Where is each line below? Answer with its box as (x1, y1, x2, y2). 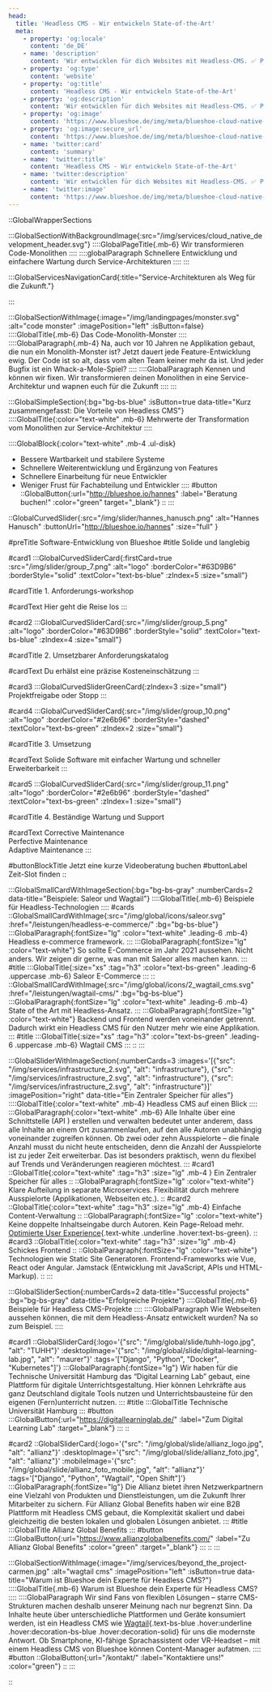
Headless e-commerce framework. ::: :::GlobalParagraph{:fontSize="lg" (8, 936, 247, 946)
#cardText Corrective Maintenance (8, 828, 125, 837)
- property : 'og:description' (23, 95, 125, 103)
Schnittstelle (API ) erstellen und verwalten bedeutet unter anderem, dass (8, 1116, 253, 1125)
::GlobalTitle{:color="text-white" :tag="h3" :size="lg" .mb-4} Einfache (8, 1202, 241, 1212)
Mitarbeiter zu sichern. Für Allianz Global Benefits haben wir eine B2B (8, 1499, 240, 1509)
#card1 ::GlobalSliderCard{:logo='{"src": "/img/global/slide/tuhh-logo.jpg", (8, 1337, 257, 1347)
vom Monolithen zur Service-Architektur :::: (8, 422, 152, 432)
